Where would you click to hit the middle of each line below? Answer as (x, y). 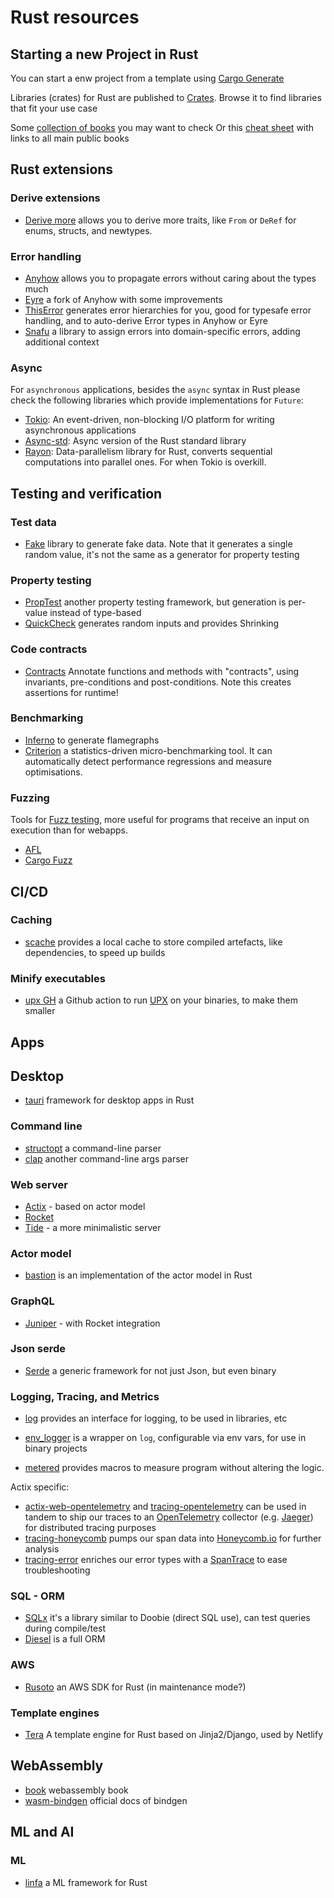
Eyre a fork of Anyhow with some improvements (123, 299)
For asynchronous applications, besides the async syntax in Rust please (155, 390)
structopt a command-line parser (93, 1148)
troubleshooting (57, 1570)
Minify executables (58, 978)
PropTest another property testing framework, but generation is (155, 602)
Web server (39, 1184)
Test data (33, 522)
